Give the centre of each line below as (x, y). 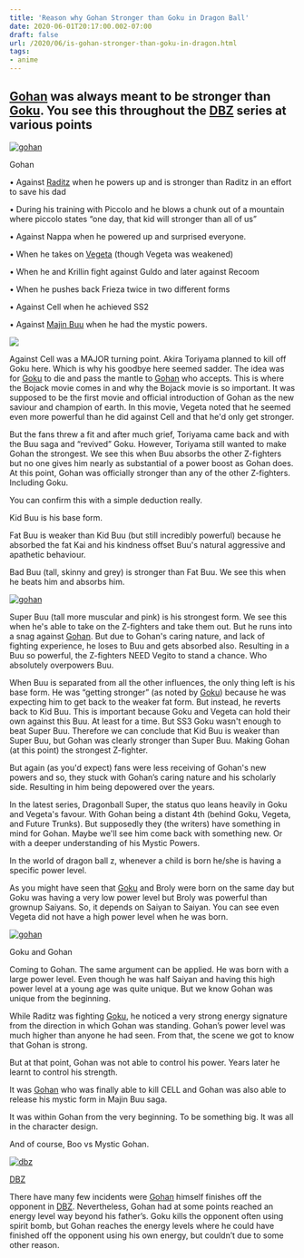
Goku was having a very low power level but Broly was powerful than (138, 897)
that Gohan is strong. (49, 1045)
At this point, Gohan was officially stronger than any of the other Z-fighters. (150, 473)
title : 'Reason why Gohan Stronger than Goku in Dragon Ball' (129, 18)
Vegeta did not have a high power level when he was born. (119, 916)
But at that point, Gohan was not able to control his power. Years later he (145, 1062)
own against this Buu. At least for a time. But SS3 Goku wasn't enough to (145, 721)
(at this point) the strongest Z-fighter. (78, 750)
